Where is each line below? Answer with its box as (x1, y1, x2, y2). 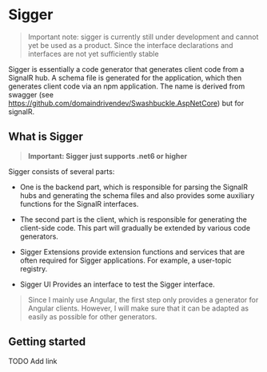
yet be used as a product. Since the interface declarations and (27, 40, 233, 49)
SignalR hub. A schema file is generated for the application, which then (8, 73, 242, 82)
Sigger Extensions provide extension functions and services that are (19, 247, 245, 256)
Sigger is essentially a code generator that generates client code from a (8, 64, 245, 73)
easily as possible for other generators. (27, 311, 157, 321)
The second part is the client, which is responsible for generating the (19, 214, 248, 224)
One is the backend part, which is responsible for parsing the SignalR (19, 182, 249, 192)
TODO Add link (8, 356, 58, 366)
